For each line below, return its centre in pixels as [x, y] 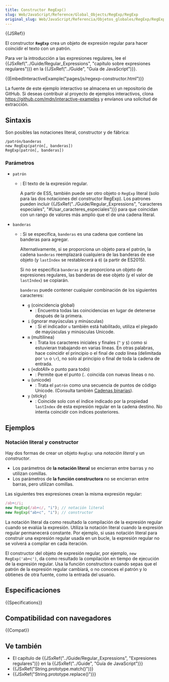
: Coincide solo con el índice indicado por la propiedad [92, 401]
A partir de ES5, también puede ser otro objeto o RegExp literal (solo [90, 193]
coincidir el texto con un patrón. [38, 49]
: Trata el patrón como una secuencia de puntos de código [96, 385]
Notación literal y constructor [42, 442]
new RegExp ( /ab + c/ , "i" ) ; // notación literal [55, 508]
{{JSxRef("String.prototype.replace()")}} [54, 674]
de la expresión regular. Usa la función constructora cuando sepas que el [81, 564]
